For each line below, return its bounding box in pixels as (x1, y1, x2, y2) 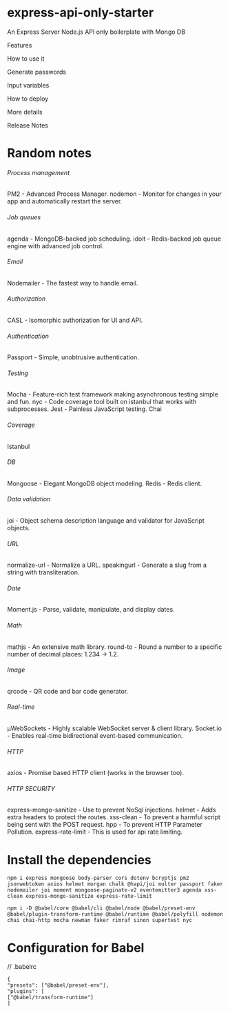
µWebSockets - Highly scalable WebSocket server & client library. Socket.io (7, 724, 222, 732)
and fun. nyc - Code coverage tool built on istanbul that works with (7, 398, 197, 406)
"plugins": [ (7, 988, 45, 995)
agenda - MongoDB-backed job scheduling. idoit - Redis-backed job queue (7, 234, 222, 243)
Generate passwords (7, 68, 67, 76)
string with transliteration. (7, 568, 80, 576)
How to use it (7, 54, 45, 63)
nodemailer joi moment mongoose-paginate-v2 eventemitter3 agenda (7, 887, 202, 894)
